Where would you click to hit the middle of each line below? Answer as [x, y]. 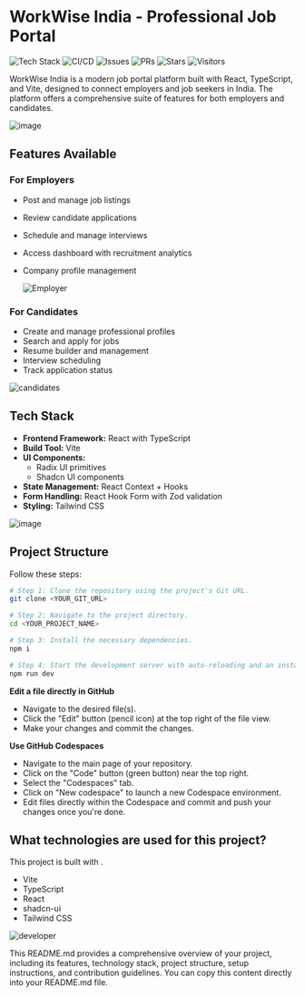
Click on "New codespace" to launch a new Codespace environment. [152, 792]
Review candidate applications [80, 217]
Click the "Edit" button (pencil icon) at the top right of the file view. [147, 718]
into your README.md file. [59, 982]
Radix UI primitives [71, 467]
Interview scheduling [62, 360]
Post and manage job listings [77, 200]
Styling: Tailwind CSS [64, 506]
